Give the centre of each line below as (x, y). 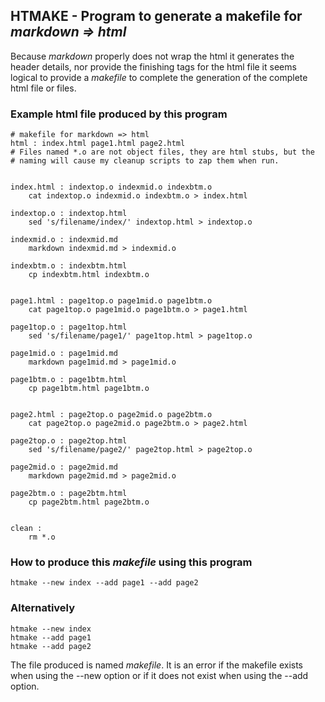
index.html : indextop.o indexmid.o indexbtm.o (111, 187)
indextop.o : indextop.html (69, 214)
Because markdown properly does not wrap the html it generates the (152, 56)
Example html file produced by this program (119, 114)
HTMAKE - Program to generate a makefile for (156, 16)
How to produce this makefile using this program (131, 562)
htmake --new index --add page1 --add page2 (104, 583)
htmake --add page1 (51, 637)
